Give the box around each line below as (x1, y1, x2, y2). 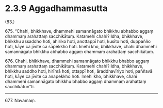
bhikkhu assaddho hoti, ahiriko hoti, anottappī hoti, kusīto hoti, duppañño (5, 38, 151, 44)
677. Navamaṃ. (5, 97, 36, 103)
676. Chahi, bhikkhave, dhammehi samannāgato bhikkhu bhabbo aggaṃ (5, 58, 149, 64)
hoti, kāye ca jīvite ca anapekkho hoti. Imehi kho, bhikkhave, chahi (5, 73, 137, 79)
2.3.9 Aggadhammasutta (5, 3, 108, 14)
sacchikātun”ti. (5, 83, 35, 89)
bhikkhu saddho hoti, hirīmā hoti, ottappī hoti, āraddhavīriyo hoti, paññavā (5, 68, 153, 74)
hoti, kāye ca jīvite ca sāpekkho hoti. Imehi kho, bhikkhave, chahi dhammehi (5, 43, 157, 49)
